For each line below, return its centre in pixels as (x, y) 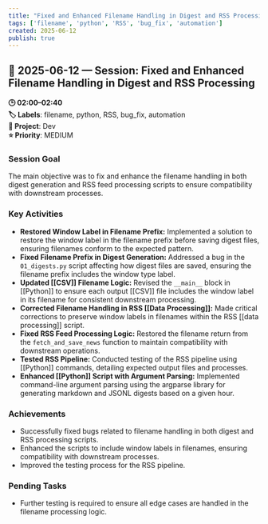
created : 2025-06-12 (43, 30)
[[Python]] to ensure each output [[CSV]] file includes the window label (136, 291)
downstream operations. (60, 350)
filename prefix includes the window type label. (97, 274)
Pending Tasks (37, 486)
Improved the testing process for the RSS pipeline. (102, 465)
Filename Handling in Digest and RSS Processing (132, 83)
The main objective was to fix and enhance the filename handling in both (128, 176)
